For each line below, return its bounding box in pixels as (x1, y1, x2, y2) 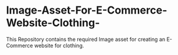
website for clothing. (34, 42, 84, 49)
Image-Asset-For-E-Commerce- (6, 4, 167, 17)
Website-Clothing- (6, 16, 100, 30)
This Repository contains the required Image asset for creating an (6, 35, 166, 43)
